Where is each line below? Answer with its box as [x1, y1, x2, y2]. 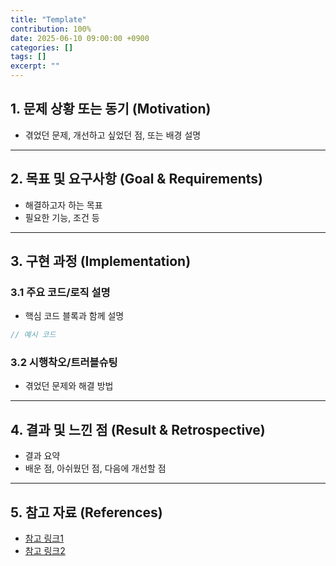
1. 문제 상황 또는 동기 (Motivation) [10, 101, 212, 118]
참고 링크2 [24, 545, 66, 557]
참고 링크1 [24, 532, 64, 545]
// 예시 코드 [10, 330, 57, 340]
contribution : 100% [10, 24, 92, 34]
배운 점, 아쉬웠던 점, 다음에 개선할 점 [24, 462, 167, 475]
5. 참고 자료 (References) [10, 504, 163, 521]
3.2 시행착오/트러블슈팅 [10, 356, 118, 370]
